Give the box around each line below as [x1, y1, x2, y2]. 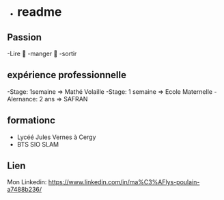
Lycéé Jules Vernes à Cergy [16, 133, 96, 141]
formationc [7, 114, 56, 127]
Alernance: [7, 95, 38, 103]
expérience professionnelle [7, 69, 126, 81]
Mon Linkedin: [7, 178, 47, 186]
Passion [7, 32, 42, 43]
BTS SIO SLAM [16, 140, 59, 148]
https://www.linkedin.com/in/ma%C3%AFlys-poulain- [48, 178, 200, 186]
